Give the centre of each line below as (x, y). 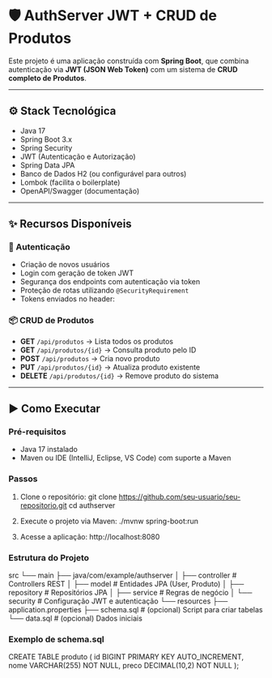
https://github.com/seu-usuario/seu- (180, 497)
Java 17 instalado (49, 450)
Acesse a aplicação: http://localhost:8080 (90, 536)
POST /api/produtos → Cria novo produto (90, 358)
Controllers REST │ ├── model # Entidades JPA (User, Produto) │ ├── (126, 584)
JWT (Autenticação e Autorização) (78, 156)
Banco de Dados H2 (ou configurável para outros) (103, 173)
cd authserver (92, 505)
